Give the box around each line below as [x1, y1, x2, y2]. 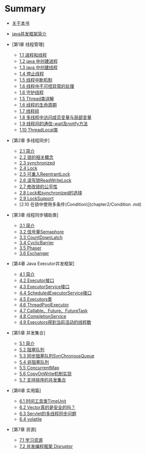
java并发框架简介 [11, 30, 47, 36]
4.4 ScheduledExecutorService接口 [19, 290, 92, 296]
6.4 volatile [19, 416, 42, 422]
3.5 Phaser [19, 245, 42, 251]
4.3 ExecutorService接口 [19, 283, 70, 289]
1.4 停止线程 [19, 70, 44, 76]
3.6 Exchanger [19, 250, 49, 256]
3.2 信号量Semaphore [19, 228, 64, 234]
